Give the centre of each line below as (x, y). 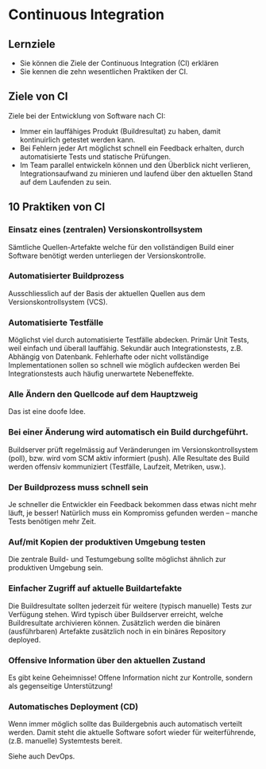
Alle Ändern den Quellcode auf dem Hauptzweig (103, 394)
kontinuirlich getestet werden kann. (77, 139)
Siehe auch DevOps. (42, 756)
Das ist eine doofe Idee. (47, 412)
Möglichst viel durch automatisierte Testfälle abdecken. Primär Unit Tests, (129, 340)
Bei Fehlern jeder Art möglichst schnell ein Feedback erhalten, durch (132, 148)
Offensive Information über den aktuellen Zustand (107, 660)
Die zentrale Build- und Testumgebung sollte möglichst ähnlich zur (117, 560)
